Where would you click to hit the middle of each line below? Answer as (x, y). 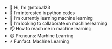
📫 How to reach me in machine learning (50, 29)
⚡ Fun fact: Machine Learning (39, 41)
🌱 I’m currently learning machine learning (51, 18)
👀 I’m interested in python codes (42, 13)
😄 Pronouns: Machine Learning (42, 36)
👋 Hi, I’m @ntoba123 (30, 8)
